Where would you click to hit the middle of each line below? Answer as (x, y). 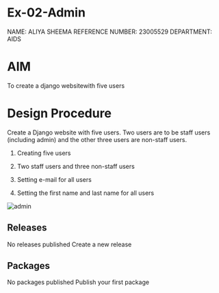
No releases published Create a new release (69, 244)
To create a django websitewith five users (66, 85)
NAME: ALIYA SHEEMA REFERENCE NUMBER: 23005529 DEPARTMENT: (109, 32)
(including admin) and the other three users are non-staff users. (97, 139)
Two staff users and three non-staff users (76, 166)
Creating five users (44, 153)
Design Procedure (59, 114)
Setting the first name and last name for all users (86, 193)
